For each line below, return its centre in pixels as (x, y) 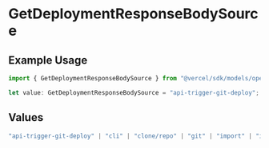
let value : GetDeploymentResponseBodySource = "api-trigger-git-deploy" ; (134, 92)
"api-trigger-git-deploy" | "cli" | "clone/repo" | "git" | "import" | (130, 136)
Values (26, 117)
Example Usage (48, 60)
